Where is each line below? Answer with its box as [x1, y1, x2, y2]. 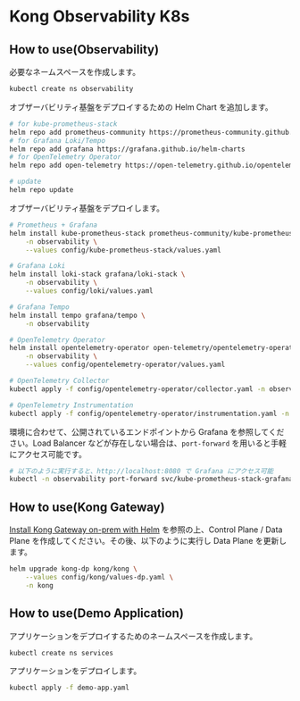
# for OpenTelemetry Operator [9, 153, 122, 162]
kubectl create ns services [9, 648, 114, 657]
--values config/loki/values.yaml [25, 287, 154, 296]
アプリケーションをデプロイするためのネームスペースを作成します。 [9, 630, 258, 641]
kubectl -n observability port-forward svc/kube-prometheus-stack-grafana [9, 475, 294, 484]
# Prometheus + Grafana [9, 221, 98, 229]
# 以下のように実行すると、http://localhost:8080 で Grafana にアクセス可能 [9, 466, 274, 475]
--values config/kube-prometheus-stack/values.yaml [25, 246, 221, 255]
